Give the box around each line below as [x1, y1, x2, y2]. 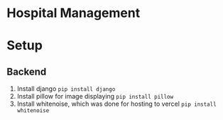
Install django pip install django [16, 84, 116, 93]
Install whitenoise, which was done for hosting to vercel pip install [16, 99, 217, 108]
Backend [6, 65, 47, 77]
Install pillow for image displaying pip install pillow [16, 92, 174, 101]
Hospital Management [6, 5, 141, 21]
